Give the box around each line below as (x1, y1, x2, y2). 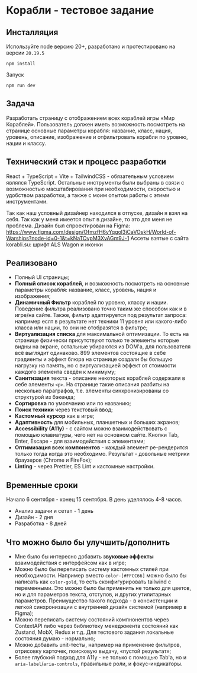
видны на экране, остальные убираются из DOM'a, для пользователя (14, 343, 191, 350)
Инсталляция (6, 27, 59, 37)
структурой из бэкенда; (14, 393, 75, 401)
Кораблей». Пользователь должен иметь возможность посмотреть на (6, 120, 185, 128)
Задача (6, 99, 35, 109)
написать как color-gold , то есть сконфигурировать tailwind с (14, 578, 172, 585)
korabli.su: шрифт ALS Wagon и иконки (6, 241, 104, 248)
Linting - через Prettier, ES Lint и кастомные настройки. (14, 463, 155, 470)
